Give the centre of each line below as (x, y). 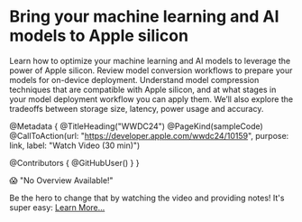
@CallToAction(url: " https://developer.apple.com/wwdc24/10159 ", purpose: (149, 135)
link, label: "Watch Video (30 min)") (75, 145)
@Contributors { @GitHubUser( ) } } (74, 162)
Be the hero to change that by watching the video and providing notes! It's (147, 198)
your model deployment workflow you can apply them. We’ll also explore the (151, 99)
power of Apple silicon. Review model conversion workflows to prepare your (151, 70)
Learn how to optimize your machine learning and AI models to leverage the (150, 60)
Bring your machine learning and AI (144, 17)
